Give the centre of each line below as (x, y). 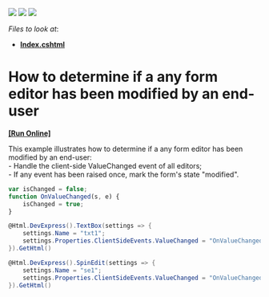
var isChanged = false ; (48, 189)
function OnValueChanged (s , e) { (64, 197)
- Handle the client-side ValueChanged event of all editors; (105, 165)
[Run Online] (30, 133)
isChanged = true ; (53, 204)
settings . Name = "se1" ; (62, 270)
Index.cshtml (42, 45)
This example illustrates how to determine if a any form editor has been (126, 148)
